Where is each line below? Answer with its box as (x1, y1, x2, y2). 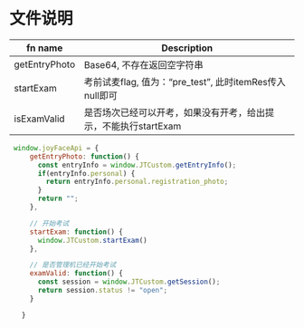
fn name (25, 42, 63, 54)
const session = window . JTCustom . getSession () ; (37, 277, 221, 286)
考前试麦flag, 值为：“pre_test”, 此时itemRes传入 (83, 75, 287, 88)
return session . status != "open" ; (37, 286, 168, 295)
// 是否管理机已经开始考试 (29, 260, 117, 270)
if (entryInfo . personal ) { (37, 169, 136, 178)
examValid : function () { (29, 269, 124, 278)
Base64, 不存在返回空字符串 (83, 58, 204, 71)
